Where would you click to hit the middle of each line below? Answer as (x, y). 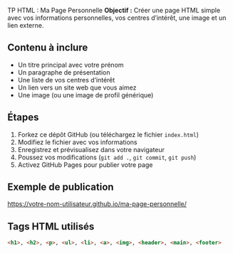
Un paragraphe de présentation (64, 72)
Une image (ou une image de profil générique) (86, 95)
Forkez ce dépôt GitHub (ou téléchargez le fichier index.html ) (108, 134)
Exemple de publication (61, 187)
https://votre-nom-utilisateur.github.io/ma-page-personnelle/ (97, 204)
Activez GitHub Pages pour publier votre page (85, 165)
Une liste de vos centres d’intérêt (66, 80)
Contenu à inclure (48, 48)
